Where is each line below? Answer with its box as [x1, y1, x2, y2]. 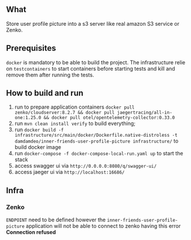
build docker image [14, 144, 62, 151]
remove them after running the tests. [6, 71, 94, 78]
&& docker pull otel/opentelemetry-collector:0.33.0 [43, 115, 175, 121]
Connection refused [6, 229, 56, 236]
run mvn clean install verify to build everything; [14, 120, 136, 127]
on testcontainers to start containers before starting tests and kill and [6, 65, 176, 72]
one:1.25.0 [14, 115, 42, 121]
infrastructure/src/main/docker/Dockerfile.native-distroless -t [14, 133, 178, 138]
